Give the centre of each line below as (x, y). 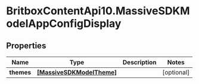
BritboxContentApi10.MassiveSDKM (98, 11)
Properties (26, 46)
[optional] (176, 72)
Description (139, 62)
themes (20, 72)
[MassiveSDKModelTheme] (77, 72)
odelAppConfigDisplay (64, 24)
